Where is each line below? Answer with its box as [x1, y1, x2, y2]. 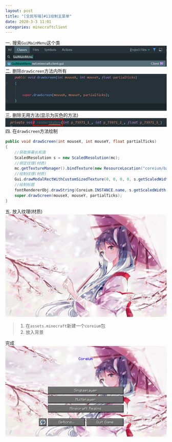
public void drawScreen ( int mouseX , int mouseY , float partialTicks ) [5, 139, 157, 144]
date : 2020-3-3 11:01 [5, 19, 52, 24]
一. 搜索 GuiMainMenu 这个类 [5, 40, 60, 46]
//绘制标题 [14, 182, 35, 187]
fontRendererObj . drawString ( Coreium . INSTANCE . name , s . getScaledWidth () [14, 187, 170, 193]
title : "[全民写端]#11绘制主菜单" [5, 13, 72, 19]
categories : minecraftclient [5, 25, 68, 30]
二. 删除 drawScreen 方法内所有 [5, 68, 67, 74]
